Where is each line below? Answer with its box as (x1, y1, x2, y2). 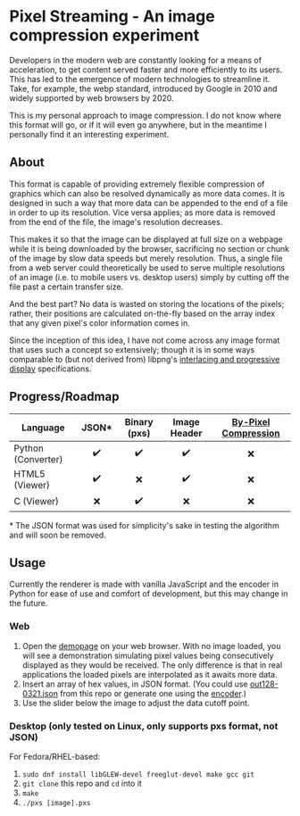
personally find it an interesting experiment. (9, 129, 170, 139)
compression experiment (9, 25, 200, 46)
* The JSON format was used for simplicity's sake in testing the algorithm (9, 520, 279, 530)
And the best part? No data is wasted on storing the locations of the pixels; (9, 298, 285, 309)
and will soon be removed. (9, 529, 107, 540)
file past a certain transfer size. (9, 281, 124, 292)
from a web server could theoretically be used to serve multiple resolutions (9, 262, 286, 273)
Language (21, 421, 65, 434)
